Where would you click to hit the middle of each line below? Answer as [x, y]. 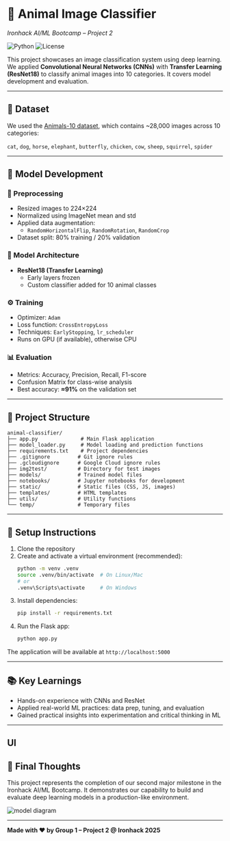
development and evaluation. [48, 81]
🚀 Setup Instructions [52, 532]
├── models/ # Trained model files [75, 475]
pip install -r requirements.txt [65, 613]
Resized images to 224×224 [57, 209]
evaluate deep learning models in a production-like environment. [98, 797]
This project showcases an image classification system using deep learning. [115, 59]
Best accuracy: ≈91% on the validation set [77, 389]
